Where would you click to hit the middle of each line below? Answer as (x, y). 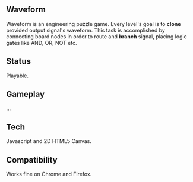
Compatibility (32, 160)
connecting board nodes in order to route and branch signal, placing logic (96, 36)
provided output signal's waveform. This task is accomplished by (86, 30)
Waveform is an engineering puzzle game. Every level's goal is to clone (94, 24)
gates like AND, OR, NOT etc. (42, 43)
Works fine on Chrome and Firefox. (49, 174)
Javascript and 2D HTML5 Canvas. (49, 141)
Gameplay (26, 94)
